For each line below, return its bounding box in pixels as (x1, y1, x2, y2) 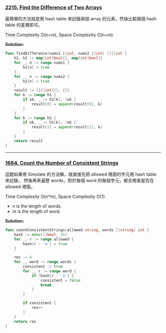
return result (14, 138, 43, 143)
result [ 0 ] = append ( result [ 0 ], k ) (31, 101, 103, 106)
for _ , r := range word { (23, 269, 77, 274)
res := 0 (14, 255, 32, 260)
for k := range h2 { (14, 115, 56, 120)
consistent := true (23, 264, 63, 269)
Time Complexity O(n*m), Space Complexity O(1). (5, 193, 106, 199)
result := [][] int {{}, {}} (14, 88, 70, 93)
